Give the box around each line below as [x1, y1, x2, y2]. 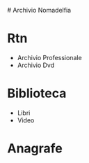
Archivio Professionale [17, 53, 82, 62]
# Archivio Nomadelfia [7, 6, 72, 14]
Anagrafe [7, 141, 63, 157]
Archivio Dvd [17, 61, 55, 69]
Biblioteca [7, 85, 67, 101]
